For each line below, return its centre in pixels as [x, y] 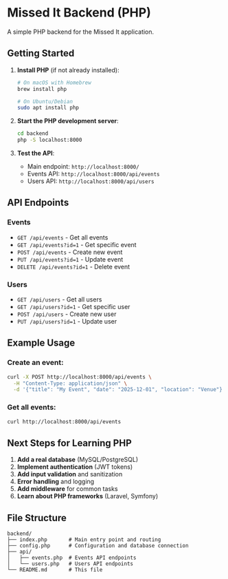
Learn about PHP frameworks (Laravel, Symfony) [88, 496]
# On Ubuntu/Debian [45, 101]
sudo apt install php [48, 108]
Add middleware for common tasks [67, 489]
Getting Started [41, 53]
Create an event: [35, 363]
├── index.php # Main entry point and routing [84, 540]
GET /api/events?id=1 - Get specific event [77, 244]
